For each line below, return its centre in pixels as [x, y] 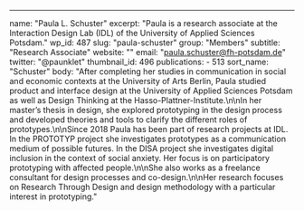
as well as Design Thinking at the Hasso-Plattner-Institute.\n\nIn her [136, 100]
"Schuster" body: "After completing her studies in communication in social [148, 72]
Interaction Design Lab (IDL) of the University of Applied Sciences [132, 33]
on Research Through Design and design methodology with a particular [142, 187]
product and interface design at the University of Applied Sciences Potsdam [151, 91]
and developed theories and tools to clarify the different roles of [128, 120]
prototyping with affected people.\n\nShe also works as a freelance [135, 168]
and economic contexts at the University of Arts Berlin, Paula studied [138, 81]
